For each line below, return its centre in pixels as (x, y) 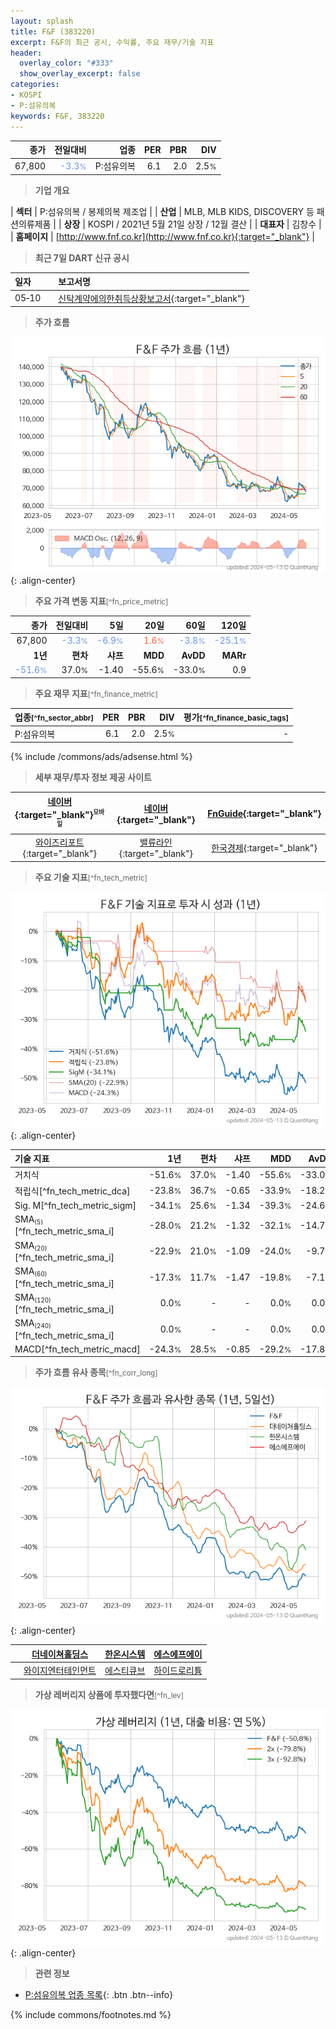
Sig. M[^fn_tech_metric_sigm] (75, 1205)
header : (26, 53)
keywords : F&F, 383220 (57, 116)
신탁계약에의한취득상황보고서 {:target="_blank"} (152, 298)
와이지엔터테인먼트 (60, 1671)
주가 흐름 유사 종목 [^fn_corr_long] (96, 1372)
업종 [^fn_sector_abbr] (54, 717)
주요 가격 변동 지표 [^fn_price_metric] (101, 601)
